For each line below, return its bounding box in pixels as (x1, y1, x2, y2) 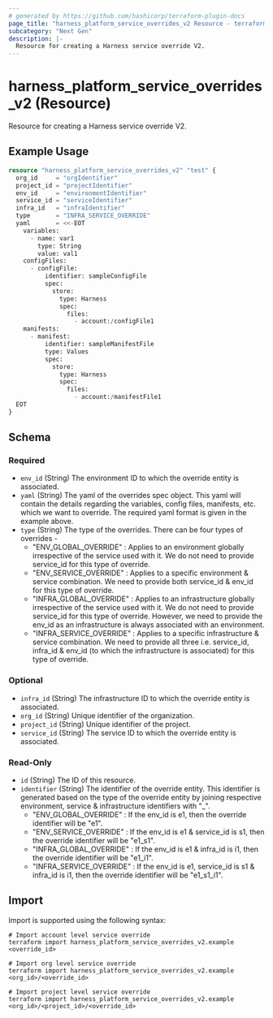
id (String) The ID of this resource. (19, 775, 136, 785)
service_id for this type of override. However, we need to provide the (32, 611, 263, 622)
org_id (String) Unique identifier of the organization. (19, 710, 195, 720)
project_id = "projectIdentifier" (15, 181, 132, 189)
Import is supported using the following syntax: (8, 915, 167, 925)
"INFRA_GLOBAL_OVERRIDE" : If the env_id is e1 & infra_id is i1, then (32, 844, 258, 854)
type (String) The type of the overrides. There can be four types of (19, 525, 244, 535)
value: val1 (37, 249, 79, 258)
